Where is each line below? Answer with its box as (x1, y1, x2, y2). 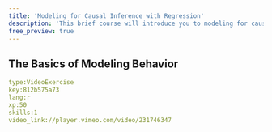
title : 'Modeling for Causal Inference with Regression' (8, 11, 205, 20)
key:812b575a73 (8, 86, 60, 94)
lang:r (8, 93, 31, 101)
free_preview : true (8, 27, 74, 35)
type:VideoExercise (8, 79, 74, 87)
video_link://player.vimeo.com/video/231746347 (8, 116, 172, 124)
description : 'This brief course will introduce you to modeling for (8, 19, 249, 28)
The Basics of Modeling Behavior (8, 57, 179, 70)
